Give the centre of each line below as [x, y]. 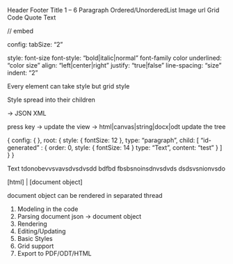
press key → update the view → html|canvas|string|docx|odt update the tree [116, 127]
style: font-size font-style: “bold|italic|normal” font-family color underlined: [114, 58]
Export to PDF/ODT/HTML [54, 253]
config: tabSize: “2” [35, 44]
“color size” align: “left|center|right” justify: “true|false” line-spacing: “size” [114, 65]
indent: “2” [23, 73]
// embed [20, 31]
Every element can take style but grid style [69, 86]
